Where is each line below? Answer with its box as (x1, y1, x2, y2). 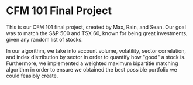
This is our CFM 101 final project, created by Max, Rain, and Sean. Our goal (6, 23, 186, 30)
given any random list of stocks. (6, 36, 83, 43)
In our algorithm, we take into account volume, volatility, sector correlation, (6, 47, 186, 54)
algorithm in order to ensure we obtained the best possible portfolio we (6, 66, 177, 73)
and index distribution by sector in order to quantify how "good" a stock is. (6, 53, 186, 60)
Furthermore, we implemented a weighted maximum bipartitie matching (6, 60, 178, 67)
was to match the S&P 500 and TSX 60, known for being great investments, (6, 29, 188, 36)
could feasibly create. (6, 72, 58, 79)
